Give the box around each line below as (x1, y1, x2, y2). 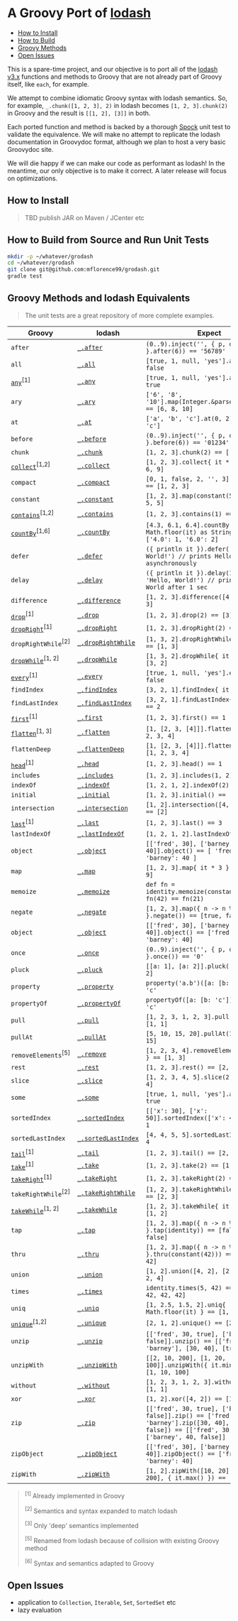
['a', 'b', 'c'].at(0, (145, 414, 222, 422)
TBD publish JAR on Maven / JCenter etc (24, 213, 145, 222)
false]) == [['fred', (145, 1426, 219, 1434)
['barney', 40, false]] (145, 1433, 226, 1441)
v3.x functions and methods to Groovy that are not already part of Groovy (7, 72, 222, 81)
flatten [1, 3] (11, 727, 52, 738)
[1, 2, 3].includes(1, (145, 771, 222, 779)
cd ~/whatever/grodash (7, 259, 74, 267)
